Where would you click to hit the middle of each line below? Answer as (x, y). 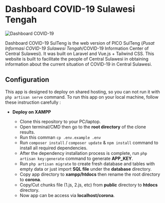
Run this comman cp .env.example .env (60, 137)
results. (27, 132)
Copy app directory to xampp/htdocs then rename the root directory (90, 174)
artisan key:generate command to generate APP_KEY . (76, 158)
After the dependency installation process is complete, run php (83, 153)
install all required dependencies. (54, 148)
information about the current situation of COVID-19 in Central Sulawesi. (79, 64)
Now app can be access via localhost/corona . (67, 195)
